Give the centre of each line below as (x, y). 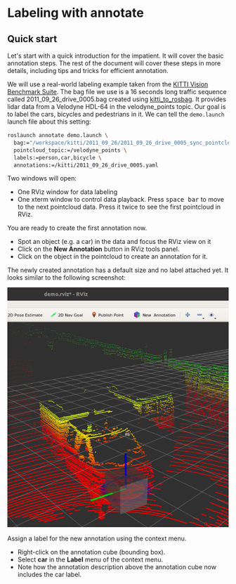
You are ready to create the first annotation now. (77, 228)
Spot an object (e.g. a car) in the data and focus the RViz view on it (114, 242)
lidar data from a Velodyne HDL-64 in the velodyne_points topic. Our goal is (117, 106)
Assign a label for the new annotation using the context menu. (97, 538)
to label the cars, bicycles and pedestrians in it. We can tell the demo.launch (116, 114)
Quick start (32, 39)
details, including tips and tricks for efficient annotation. (88, 71)
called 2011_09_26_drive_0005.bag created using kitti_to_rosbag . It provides (117, 99)
